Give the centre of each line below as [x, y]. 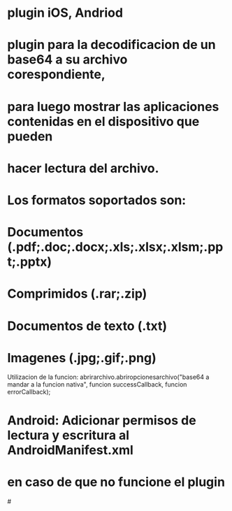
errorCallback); [29, 392]
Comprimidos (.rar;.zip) [77, 294]
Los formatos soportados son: [97, 200]
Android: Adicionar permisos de [102, 420]
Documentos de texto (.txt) [87, 326]
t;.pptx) [30, 262]
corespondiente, [57, 74]
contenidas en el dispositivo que [103, 121]
